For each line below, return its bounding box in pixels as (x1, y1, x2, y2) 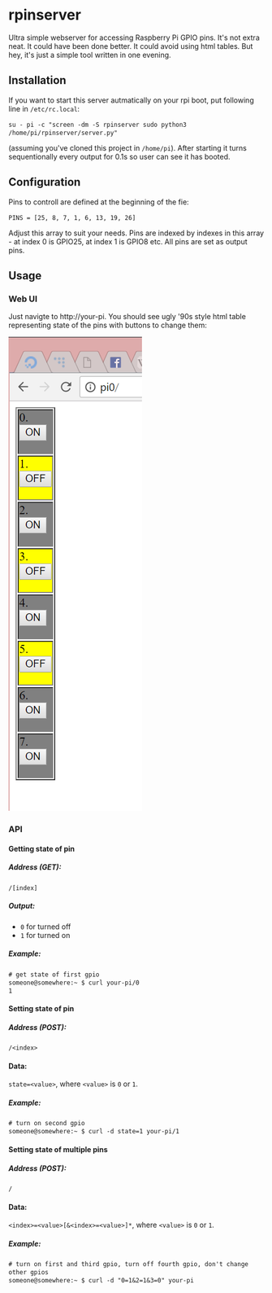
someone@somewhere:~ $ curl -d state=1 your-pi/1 (8, 1128, 180, 1136)
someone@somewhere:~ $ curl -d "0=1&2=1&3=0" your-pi (8, 1277, 195, 1285)
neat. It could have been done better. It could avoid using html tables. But (8, 41, 253, 50)
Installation (8, 73, 67, 87)
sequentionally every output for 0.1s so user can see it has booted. (8, 151, 231, 161)
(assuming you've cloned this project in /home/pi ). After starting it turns (8, 142, 248, 152)
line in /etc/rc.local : (8, 103, 80, 113)
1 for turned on (19, 930, 71, 940)
